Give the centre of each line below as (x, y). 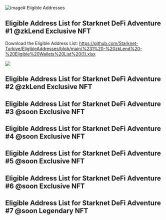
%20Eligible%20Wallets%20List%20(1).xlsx (50, 54)
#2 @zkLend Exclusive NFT (49, 87)
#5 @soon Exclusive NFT (45, 161)
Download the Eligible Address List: (42, 43)
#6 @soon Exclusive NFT (45, 186)
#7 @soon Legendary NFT (47, 211)
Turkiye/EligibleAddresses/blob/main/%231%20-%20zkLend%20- (74, 48)
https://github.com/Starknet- (109, 43)
